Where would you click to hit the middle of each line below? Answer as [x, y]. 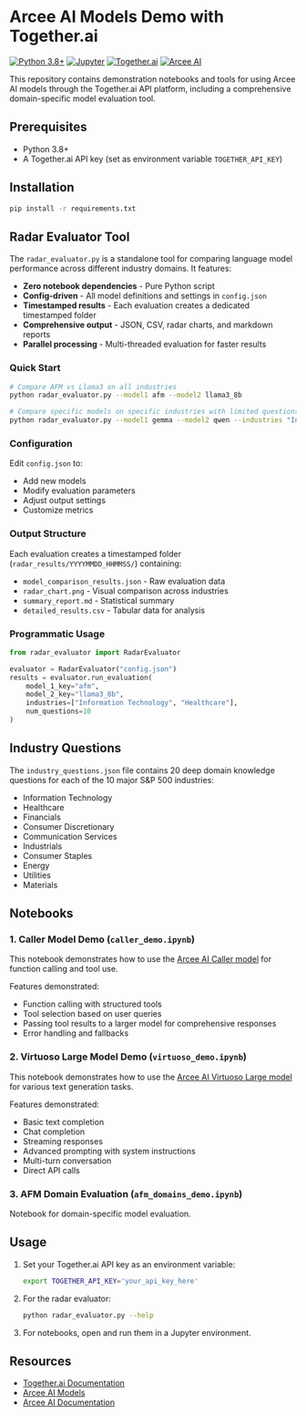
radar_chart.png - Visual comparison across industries [126, 591]
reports [36, 335]
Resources [41, 1361]
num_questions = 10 [59, 712]
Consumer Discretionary [68, 826]
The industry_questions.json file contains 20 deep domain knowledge [143, 770]
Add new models [54, 481]
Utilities [37, 875]
